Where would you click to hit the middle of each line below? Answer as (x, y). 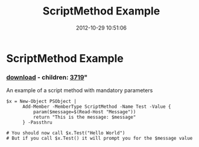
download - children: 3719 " (47, 77)
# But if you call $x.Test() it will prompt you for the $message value (99, 139)
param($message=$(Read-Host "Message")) (84, 112)
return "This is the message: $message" (84, 117)
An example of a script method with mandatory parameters (80, 90)
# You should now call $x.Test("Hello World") (66, 133)
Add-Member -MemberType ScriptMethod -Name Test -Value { (96, 107)
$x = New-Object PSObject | (42, 102)
